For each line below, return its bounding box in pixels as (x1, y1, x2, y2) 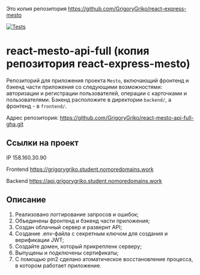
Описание (6, 195, 46, 205)
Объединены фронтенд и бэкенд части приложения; (14, 217, 150, 224)
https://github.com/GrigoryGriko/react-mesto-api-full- (59, 114, 194, 121)
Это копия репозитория (6, 5, 67, 12)
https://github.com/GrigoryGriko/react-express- (68, 5, 187, 12)
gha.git (6, 120, 24, 128)
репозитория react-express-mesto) (6, 57, 190, 71)
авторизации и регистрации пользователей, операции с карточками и (6, 90, 187, 97)
